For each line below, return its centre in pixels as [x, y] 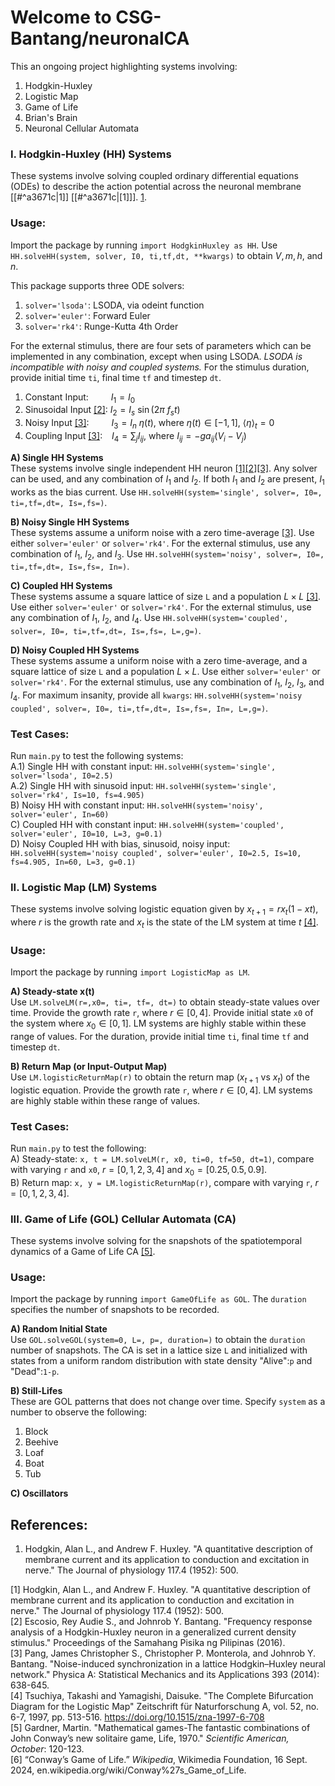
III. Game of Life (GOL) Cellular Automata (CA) [123, 1219]
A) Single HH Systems [57, 457]
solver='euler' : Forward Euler [87, 315]
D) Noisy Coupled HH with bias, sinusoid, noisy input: [120, 844]
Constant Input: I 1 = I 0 [80, 398]
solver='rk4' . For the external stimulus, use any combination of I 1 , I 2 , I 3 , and [167, 683]
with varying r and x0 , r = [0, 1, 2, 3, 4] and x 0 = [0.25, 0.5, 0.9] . [139, 1171]
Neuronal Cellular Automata [81, 128]
